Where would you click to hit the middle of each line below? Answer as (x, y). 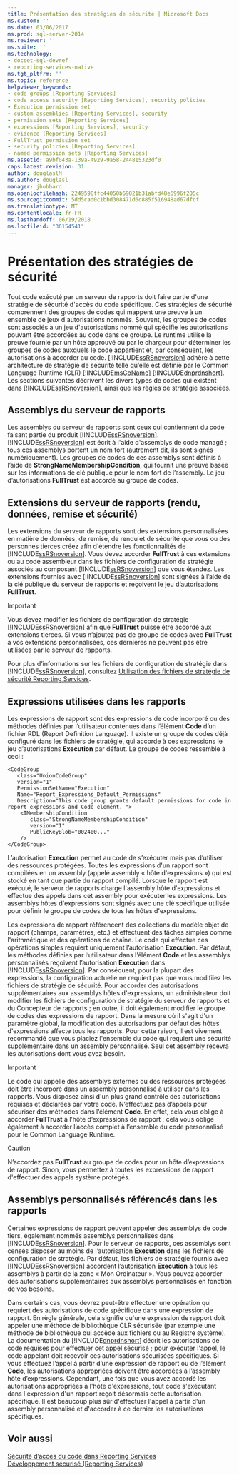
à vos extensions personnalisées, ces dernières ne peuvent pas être (108, 643)
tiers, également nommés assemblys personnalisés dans (91, 1235)
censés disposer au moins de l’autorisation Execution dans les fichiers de (116, 1251)
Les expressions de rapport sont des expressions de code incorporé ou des (119, 719)
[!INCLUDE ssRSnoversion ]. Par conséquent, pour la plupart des (101, 970)
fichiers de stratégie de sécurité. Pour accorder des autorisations (103, 985)
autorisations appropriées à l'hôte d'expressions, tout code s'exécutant (112, 1386)
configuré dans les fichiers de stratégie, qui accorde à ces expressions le (115, 741)
